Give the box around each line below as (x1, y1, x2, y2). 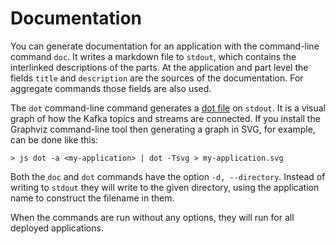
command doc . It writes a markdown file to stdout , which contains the (10, 50, 297, 62)
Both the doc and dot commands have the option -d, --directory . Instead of (10, 170, 326, 182)
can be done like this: (10, 133, 99, 146)
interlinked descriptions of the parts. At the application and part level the (10, 61, 309, 73)
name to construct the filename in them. (10, 192, 175, 204)
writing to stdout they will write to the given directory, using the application (10, 181, 320, 193)
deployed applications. (10, 222, 104, 234)
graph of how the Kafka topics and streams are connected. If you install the (10, 112, 321, 124)
